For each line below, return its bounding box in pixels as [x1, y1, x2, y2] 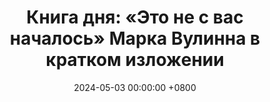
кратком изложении [45, 49, 225, 71]
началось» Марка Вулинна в [9, 27, 261, 50]
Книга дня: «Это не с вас [26, 6, 244, 29]
